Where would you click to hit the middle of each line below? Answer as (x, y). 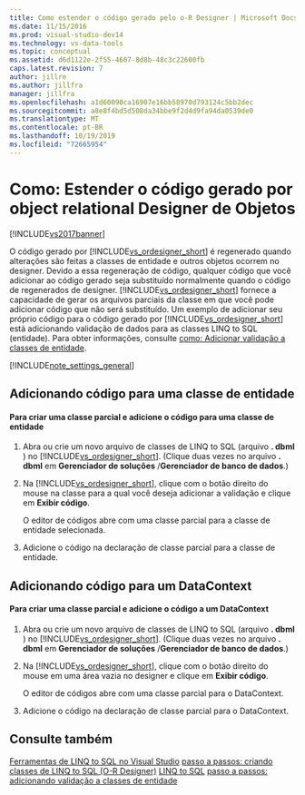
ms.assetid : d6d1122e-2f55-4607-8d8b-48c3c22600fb (107, 60)
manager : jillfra (42, 93)
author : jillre (38, 77)
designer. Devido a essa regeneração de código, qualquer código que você (151, 270)
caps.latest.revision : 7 (56, 69)
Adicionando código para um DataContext (131, 586)
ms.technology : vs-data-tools (67, 43)
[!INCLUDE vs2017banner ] (58, 233)
